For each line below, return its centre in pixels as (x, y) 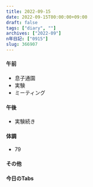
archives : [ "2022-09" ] (34, 34)
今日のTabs (20, 178)
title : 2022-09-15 (28, 11)
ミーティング (30, 93)
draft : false (22, 22)
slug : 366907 (22, 45)
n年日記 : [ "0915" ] (27, 39)
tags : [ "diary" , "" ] (31, 28)
